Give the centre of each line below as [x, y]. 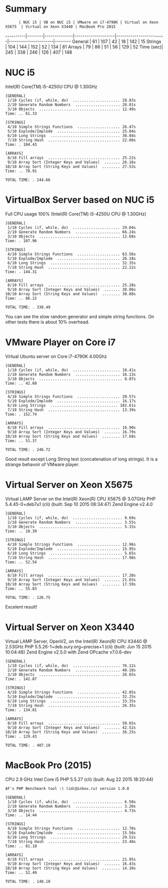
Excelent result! [21, 606]
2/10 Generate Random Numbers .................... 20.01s [72, 105]
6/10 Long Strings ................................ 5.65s [72, 553]
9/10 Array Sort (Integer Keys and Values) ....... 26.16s [72, 162]
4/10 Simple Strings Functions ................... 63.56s [72, 254]
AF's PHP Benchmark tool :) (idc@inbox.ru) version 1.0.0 [67, 788]
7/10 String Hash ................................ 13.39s [72, 410]
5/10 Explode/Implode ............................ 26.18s [72, 258]
